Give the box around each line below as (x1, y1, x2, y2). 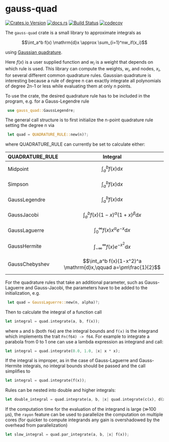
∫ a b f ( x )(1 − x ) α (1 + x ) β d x (82, 210, 142, 219)
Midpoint (8, 165, 29, 172)
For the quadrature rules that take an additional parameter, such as (5, 279, 143, 285)
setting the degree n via (5, 122, 54, 128)
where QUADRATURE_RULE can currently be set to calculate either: (5, 141, 145, 147)
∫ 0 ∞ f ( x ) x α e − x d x (94, 226, 131, 235)
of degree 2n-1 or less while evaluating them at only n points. (5, 83, 132, 89)
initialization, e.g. (5, 290, 40, 296)
